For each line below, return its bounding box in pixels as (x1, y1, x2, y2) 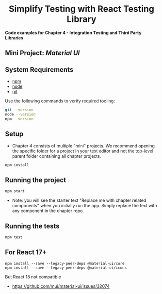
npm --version (5, 116, 34, 121)
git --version (5, 108, 34, 113)
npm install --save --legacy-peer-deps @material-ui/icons (5, 265, 127, 270)
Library (66, 14, 97, 25)
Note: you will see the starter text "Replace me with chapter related (12, 197, 146, 203)
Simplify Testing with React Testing (9, 3, 154, 15)
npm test (5, 234, 23, 240)
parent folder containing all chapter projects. (12, 153, 101, 159)
